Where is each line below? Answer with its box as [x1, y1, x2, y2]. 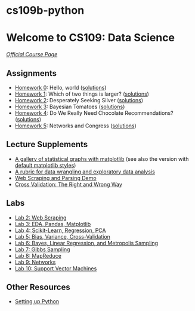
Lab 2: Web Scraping [14, 214, 67, 221]
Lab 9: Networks [14, 258, 56, 266]
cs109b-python [6, 4, 85, 17]
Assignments [6, 68, 57, 78]
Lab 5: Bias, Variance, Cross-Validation [14, 233, 110, 240]
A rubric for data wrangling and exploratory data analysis [14, 168, 155, 175]
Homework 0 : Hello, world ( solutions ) [14, 84, 107, 91]
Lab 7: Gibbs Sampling [14, 246, 70, 253]
